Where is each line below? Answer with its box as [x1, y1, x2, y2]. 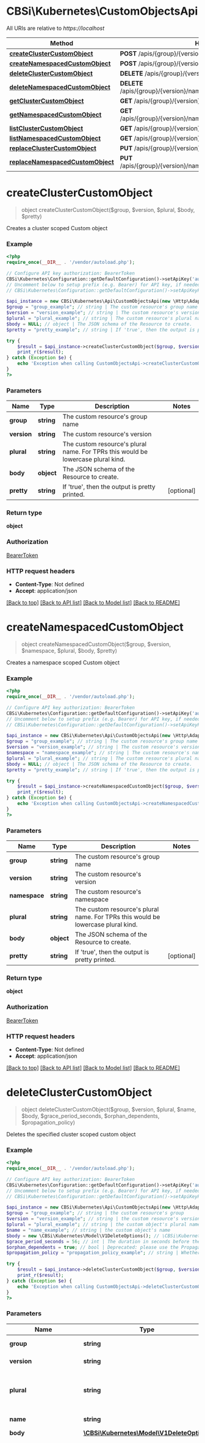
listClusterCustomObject [9, 124, 84, 133]
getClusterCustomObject [9, 96, 84, 105]
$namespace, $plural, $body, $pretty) [21, 647, 118, 654]
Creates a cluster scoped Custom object [6, 224, 108, 231]
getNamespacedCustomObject [9, 110, 102, 118]
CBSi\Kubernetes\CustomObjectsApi [6, 4, 198, 18]
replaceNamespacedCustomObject [9, 158, 114, 166]
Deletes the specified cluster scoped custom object [6, 1130, 136, 1138]
